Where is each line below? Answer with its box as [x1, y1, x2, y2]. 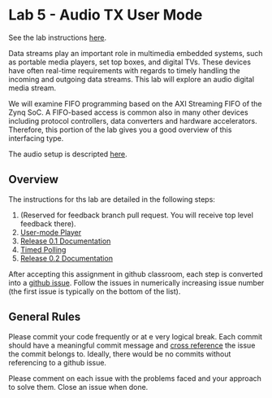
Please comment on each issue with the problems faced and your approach [8, 373, 262, 383]
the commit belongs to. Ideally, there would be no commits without [8, 348, 231, 359]
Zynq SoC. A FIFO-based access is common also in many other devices [8, 107, 249, 117]
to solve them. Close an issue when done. [8, 382, 149, 391]
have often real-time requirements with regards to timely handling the [8, 65, 241, 75]
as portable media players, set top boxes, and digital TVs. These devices [8, 57, 252, 67]
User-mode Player [19, 227, 82, 237]
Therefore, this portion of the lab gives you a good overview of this [8, 125, 232, 134]
